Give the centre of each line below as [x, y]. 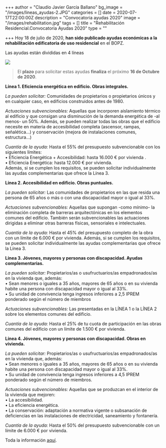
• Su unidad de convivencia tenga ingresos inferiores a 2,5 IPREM [72, 294]
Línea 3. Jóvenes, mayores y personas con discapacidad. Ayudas [74, 258]
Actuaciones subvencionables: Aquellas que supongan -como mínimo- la [80, 207]
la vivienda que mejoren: [30, 394]
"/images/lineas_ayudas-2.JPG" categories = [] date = [60, 12]
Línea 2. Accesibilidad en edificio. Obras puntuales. [59, 183]
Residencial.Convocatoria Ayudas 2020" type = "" [56, 28]
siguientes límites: [24, 152]
